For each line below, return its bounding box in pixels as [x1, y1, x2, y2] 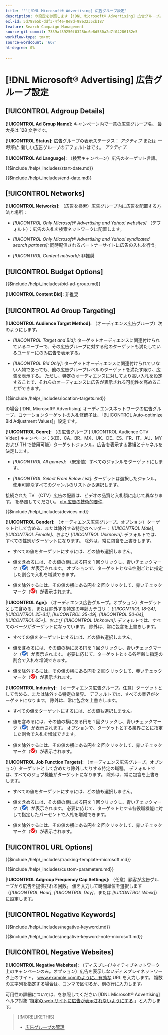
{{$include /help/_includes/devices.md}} [5, 509, 89, 515]
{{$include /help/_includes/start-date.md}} [5, 165, 94, 171]
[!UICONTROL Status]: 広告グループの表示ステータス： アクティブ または [5, 138, 157, 144]
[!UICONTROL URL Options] [5, 843, 93, 852]
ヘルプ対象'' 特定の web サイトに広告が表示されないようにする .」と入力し [5, 997, 157, 1003]
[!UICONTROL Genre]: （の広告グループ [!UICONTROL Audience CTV [5, 429, 149, 435]
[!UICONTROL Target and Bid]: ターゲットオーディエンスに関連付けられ [12, 337, 160, 343]
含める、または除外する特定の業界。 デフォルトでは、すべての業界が [14, 691, 155, 697]
